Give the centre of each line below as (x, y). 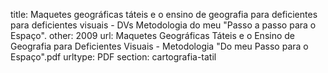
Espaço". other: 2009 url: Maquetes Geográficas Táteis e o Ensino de (153, 35)
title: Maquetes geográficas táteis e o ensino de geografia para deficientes (164, 14)
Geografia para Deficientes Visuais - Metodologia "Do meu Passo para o (159, 46)
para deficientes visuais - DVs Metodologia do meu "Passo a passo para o (163, 25)
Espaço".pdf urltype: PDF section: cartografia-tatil (113, 57)
